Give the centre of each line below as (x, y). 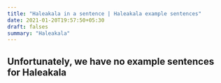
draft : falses (28, 27)
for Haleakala (37, 72)
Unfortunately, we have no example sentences (111, 61)
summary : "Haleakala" (39, 33)
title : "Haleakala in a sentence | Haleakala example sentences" (104, 14)
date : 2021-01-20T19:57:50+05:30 (56, 20)
